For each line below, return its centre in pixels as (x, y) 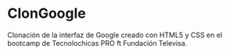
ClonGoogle (47, 14)
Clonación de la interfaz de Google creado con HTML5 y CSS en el (115, 35)
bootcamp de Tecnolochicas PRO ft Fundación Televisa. (97, 43)
